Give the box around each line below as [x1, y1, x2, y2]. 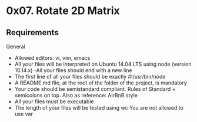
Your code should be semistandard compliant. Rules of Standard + [14, 86, 176, 92]
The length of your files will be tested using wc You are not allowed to [14, 104, 183, 111]
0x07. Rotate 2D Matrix [6, 4, 120, 18]
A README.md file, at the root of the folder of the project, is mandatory [14, 79, 187, 86]
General [6, 43, 25, 50]
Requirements [6, 28, 59, 38]
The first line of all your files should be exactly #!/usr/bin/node [14, 73, 166, 80]
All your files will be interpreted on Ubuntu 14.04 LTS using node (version [14, 60, 192, 67]
